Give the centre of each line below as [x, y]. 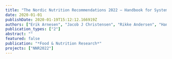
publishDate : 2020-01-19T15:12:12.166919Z [51, 19]
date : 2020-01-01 [24, 15]
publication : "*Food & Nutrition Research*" [53, 44]
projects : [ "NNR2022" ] [29, 48]
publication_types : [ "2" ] [33, 29]
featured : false [23, 39]
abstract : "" [19, 34]
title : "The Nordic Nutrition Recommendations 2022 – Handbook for [79, 10]
